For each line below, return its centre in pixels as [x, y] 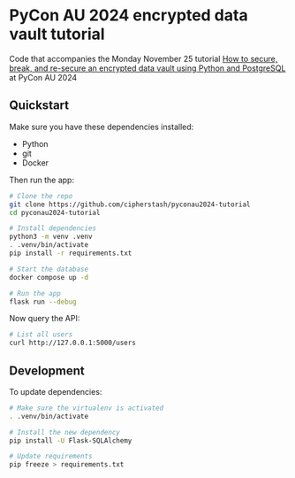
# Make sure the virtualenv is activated [87, 408]
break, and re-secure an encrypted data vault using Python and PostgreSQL [147, 68]
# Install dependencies [53, 228]
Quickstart [39, 106]
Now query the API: [45, 319]
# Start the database [49, 269]
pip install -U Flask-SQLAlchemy [71, 440]
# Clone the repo [41, 196]
